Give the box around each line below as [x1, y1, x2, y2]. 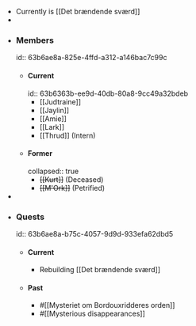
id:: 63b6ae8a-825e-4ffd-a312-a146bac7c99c [15, 53, 167, 63]
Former [27, 149, 53, 158]
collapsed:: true [27, 166, 79, 176]
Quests [15, 211, 45, 222]
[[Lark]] [39, 122, 65, 131]
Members [15, 35, 54, 46]
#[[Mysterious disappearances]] [39, 309, 145, 319]
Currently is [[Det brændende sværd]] [15, 7, 140, 16]
